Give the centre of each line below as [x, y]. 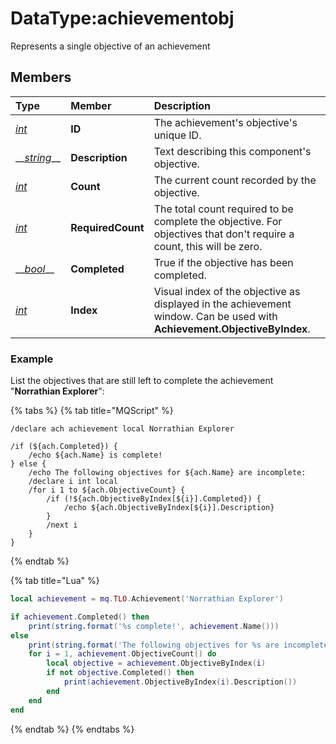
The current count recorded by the [235, 180]
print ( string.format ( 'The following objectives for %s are [154, 645]
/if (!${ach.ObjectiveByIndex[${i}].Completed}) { [154, 499]
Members [41, 77]
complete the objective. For [218, 221]
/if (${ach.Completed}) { [64, 447]
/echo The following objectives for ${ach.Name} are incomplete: [167, 473]
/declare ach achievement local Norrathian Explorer [122, 429]
